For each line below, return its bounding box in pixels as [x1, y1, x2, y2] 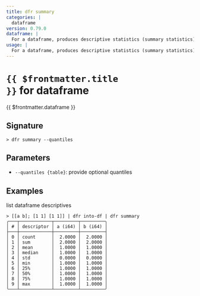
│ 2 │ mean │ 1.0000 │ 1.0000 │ [6, 245, 108, 251]
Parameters [6, 153, 51, 163]
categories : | [6, 14, 42, 20]
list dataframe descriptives [6, 202, 71, 209]
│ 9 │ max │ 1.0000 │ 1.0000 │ [6, 281, 108, 287]
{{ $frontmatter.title [6, 73, 118, 84]
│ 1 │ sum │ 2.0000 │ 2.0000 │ [6, 239, 108, 245]
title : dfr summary [6, 8, 55, 15]
